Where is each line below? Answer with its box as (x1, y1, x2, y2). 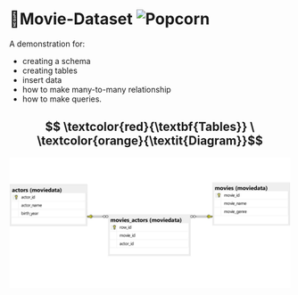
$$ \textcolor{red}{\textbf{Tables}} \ (45, 119, 255, 135)
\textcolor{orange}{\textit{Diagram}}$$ (37, 134, 263, 149)
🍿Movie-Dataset (9, 9, 134, 29)
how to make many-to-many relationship (21, 84, 171, 94)
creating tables (21, 65, 78, 76)
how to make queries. (21, 94, 103, 104)
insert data (21, 74, 62, 85)
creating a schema (21, 55, 91, 66)
